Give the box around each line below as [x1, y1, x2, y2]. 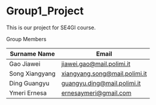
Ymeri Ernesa [9, 88, 47, 97]
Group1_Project [6, 4, 84, 18]
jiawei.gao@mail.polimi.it [61, 60, 130, 68]
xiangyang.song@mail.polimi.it [61, 69, 148, 78]
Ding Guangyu [9, 79, 50, 87]
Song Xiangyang [9, 69, 56, 78]
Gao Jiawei [9, 60, 41, 68]
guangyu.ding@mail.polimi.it [61, 79, 141, 87]
